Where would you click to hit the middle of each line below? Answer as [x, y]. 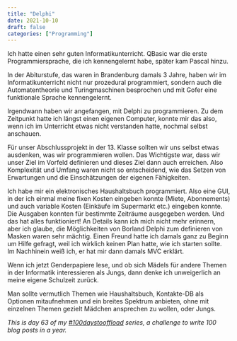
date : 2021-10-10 [33, 21]
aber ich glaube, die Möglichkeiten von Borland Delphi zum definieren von [115, 229]
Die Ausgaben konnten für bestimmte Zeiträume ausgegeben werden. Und [116, 214]
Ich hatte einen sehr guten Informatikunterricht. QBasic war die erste [107, 54]
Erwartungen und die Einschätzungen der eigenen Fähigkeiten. [99, 178]
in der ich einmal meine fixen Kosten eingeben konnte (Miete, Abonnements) [119, 199]
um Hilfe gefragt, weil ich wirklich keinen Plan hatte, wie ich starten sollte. [115, 244]
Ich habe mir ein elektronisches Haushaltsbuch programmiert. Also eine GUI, [119, 191]
